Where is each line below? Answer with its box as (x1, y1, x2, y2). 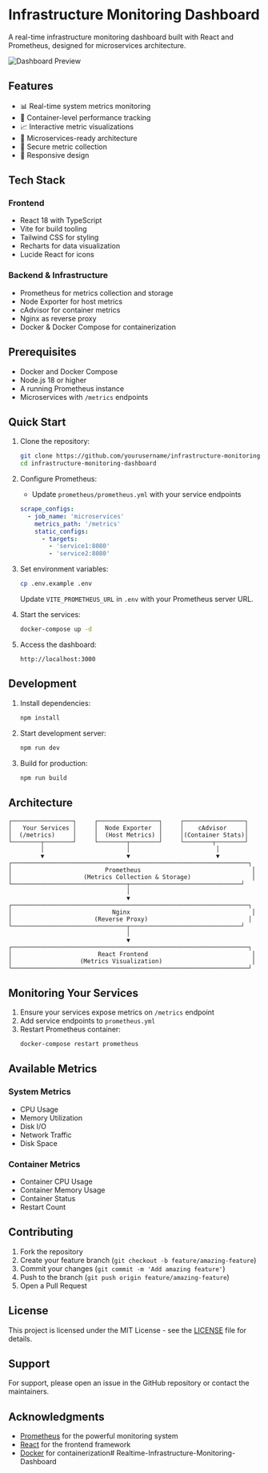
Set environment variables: (19, 564, 109, 574)
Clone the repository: (19, 437, 90, 446)
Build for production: (19, 758, 88, 768)
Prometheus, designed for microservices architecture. (8, 40, 186, 50)
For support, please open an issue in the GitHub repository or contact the (8, 1378, 250, 1388)
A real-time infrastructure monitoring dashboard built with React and (8, 32, 234, 42)
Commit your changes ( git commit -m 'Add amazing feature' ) (19, 1264, 226, 1273)
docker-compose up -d (19, 625, 92, 634)
